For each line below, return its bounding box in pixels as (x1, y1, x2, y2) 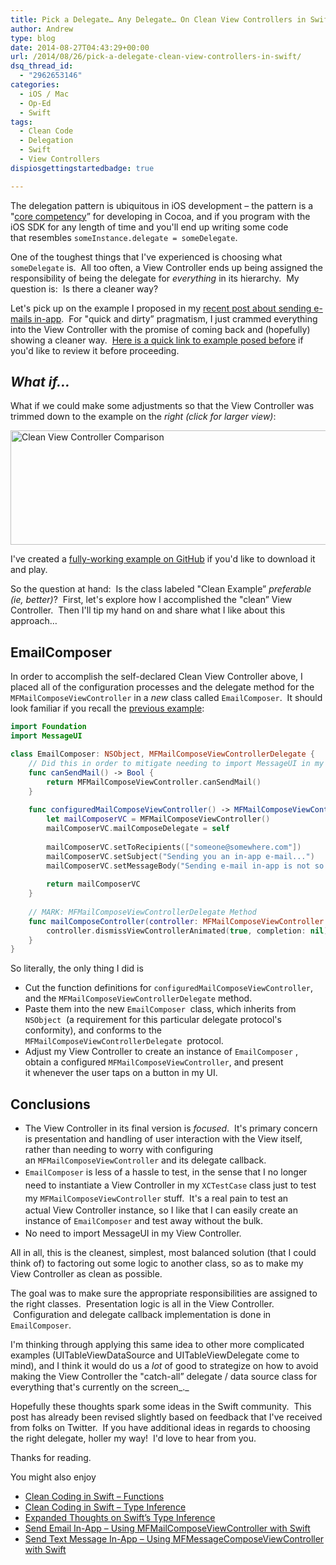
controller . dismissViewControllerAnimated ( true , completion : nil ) (46, 926, 329, 936)
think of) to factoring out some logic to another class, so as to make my (10, 1257, 304, 1269)
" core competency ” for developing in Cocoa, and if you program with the (10, 210, 311, 222)
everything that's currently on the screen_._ (10, 1381, 190, 1393)
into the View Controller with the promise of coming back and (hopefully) (10, 323, 311, 335)
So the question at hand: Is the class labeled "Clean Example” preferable (10, 583, 312, 595)
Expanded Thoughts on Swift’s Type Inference (24, 1511, 216, 1523)
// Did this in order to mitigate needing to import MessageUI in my (28, 758, 325, 768)
